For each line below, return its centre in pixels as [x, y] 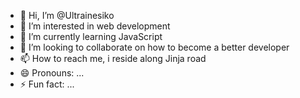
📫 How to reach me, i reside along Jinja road [113, 58]
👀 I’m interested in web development [95, 26]
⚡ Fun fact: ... [47, 84]
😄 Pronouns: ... [52, 73]
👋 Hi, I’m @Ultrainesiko [67, 15]
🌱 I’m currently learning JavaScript [91, 36]
